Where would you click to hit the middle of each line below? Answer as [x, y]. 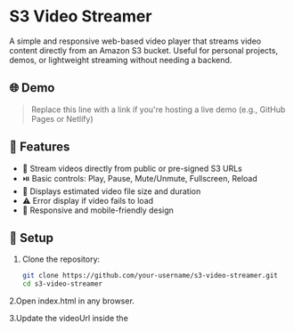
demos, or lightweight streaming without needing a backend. [121, 60]
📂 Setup [32, 238]
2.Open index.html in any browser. [72, 301]
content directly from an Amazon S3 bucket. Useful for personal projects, [144, 50]
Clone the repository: [61, 259]
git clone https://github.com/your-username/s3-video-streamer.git [150, 276]
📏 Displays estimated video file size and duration [111, 191]
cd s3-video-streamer [62, 284]
